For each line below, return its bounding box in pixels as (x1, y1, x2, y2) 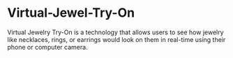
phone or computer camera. (7, 43, 89, 51)
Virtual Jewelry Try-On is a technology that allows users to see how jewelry (7, 28, 225, 36)
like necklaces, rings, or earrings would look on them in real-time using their (7, 35, 226, 43)
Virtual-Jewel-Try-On (7, 5, 135, 21)
